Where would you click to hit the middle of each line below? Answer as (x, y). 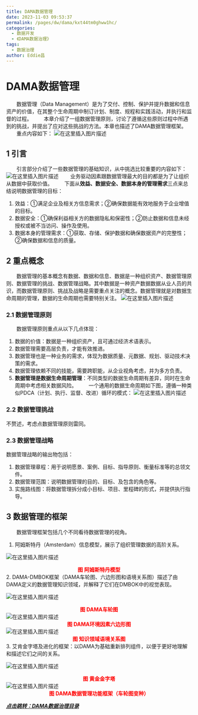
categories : (21, 28)
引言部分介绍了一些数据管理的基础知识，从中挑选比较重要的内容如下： (102, 169)
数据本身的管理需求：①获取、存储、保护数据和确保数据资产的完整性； (101, 233)
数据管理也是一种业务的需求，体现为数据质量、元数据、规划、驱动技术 (100, 356)
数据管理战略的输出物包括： (40, 454)
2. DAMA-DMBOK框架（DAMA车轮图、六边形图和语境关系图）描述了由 (92, 577)
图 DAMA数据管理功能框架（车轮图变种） (99, 693)
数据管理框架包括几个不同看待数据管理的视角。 (73, 532)
